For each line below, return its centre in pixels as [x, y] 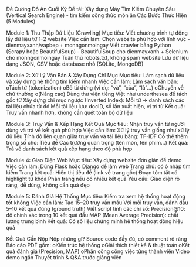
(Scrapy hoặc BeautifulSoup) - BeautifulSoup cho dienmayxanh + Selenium [97, 52]
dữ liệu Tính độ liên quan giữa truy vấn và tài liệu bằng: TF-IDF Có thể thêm [97, 136]
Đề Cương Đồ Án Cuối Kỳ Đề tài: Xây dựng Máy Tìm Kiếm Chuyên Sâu [90, 9]
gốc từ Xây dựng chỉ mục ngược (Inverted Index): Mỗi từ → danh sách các [95, 100]
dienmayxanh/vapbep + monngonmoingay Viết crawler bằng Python [89, 45]
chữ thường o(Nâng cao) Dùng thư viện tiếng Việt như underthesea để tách [97, 94]
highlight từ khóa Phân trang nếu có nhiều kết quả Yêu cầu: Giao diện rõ [93, 179]
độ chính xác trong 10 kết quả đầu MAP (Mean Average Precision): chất [92, 215]
